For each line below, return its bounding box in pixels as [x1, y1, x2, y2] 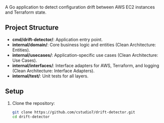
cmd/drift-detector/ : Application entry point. [12, 36, 103, 42]
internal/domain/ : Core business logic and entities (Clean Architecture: [12, 42, 156, 48]
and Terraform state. [5, 9, 47, 15]
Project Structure [5, 24, 59, 32]
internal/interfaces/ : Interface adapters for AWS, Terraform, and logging [12, 62, 160, 68]
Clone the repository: [12, 100, 55, 106]
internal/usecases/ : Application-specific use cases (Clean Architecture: [12, 52, 158, 58]
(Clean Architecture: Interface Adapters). [12, 68, 95, 74]
